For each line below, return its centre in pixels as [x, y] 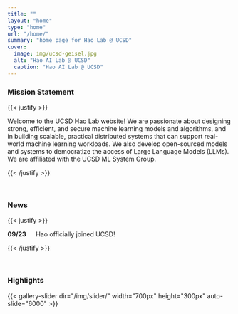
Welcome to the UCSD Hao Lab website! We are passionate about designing [119, 121]
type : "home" [27, 27]
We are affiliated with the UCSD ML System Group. [82, 159]
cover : [17, 47]
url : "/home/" [29, 34]
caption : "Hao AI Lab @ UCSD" [58, 67]
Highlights [26, 281]
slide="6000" [27, 303]
